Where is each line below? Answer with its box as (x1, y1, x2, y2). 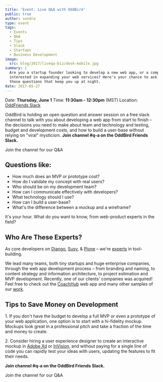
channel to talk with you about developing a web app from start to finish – (5, 117, 152, 123)
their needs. (5, 353, 29, 359)
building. (5, 251, 23, 257)
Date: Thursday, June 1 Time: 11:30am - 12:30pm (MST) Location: (5, 97, 138, 103)
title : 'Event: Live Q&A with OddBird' (5, 7, 86, 12)
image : (5, 57, 18, 62)
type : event (5, 20, 29, 26)
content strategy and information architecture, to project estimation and (5, 271, 148, 277)
